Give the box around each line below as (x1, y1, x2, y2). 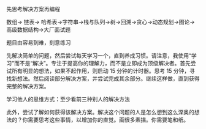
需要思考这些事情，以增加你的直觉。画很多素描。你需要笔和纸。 (27, 116, 189, 123)
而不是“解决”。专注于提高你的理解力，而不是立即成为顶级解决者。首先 (14, 60, 191, 67)
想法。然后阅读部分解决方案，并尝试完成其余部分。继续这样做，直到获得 (17, 75, 200, 82)
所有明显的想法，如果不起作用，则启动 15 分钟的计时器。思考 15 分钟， (11, 67, 190, 75)
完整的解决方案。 (6, 83, 50, 90)
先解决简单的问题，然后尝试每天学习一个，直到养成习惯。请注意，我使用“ (6, 52, 192, 59)
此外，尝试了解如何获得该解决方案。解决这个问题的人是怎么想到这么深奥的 (6, 109, 194, 116)
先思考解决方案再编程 (6, 6, 60, 12)
